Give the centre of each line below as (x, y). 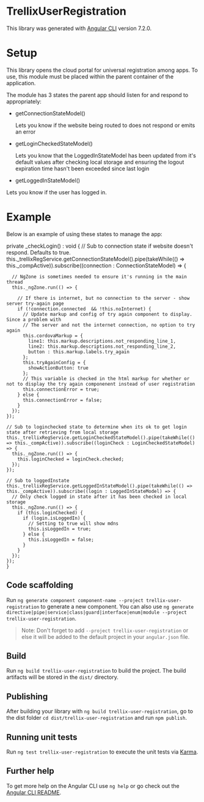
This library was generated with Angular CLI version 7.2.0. (79, 28)
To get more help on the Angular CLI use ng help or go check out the (93, 785)
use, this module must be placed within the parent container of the (90, 76)
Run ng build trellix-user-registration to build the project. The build (96, 671)
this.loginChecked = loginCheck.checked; (71, 459)
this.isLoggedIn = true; (60, 529)
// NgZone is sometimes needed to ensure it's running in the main (100, 277)
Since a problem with (34, 319)
